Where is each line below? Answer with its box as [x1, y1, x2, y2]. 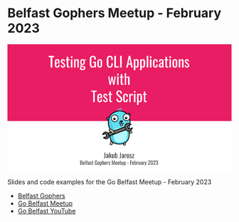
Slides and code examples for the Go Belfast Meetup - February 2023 [7, 178, 212, 186]
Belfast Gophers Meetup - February [7, 5, 222, 21]
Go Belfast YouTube [17, 207, 76, 216]
